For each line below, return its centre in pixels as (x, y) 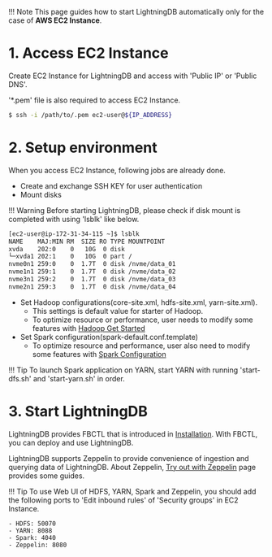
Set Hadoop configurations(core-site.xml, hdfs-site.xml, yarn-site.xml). (139, 302)
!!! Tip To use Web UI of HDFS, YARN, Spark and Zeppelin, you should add (132, 491)
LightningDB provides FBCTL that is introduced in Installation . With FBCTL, (133, 433)
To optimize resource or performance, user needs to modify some (142, 320)
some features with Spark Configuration (99, 354)
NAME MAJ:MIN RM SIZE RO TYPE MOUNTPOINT (86, 242)
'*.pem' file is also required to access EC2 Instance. (95, 100)
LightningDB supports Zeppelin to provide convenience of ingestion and (129, 458)
